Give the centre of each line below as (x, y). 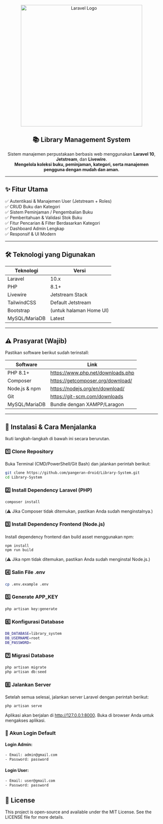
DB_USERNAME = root (23, 638)
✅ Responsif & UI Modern (31, 234)
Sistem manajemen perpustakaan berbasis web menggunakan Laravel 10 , (81, 154)
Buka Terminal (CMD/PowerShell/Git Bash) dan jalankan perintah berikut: (78, 464)
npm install (17, 546)
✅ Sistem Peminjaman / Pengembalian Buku (49, 212)
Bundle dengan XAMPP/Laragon (87, 405)
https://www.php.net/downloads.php (92, 373)
